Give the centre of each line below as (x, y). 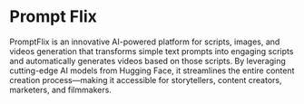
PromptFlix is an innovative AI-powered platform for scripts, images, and (145, 42)
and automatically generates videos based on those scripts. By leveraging (147, 61)
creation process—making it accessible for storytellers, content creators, (146, 80)
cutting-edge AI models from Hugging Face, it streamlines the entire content (152, 71)
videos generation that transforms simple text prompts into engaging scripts (152, 51)
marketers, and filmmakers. (60, 90)
